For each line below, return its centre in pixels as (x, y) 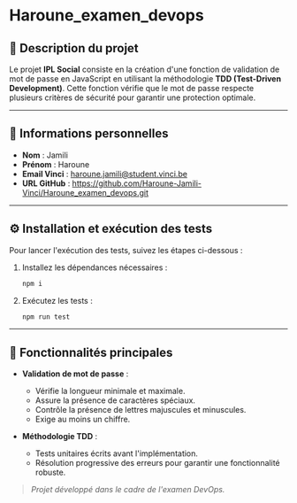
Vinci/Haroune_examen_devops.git (85, 192)
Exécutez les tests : (57, 300)
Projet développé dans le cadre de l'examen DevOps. (128, 490)
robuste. (50, 472)
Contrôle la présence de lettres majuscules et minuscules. (141, 410)
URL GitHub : (46, 183)
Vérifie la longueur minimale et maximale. (110, 391)
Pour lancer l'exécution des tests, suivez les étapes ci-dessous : (126, 250)
